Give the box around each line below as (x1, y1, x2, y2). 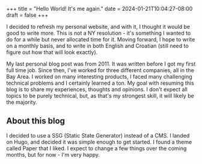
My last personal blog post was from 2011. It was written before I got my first (6, 60, 196, 67)
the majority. (6, 99, 37, 106)
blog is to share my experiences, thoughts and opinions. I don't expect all (6, 86, 188, 93)
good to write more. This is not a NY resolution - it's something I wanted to (6, 29, 191, 37)
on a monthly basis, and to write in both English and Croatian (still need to (6, 42, 189, 49)
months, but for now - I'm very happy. (6, 151, 100, 158)
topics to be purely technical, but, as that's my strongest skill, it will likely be (6, 93, 194, 99)
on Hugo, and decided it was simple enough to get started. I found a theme (6, 138, 192, 145)
